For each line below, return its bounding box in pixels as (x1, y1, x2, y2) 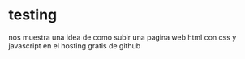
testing (8, 6, 58, 24)
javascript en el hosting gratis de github (8, 40, 141, 50)
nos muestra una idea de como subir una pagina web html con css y (8, 32, 237, 42)
